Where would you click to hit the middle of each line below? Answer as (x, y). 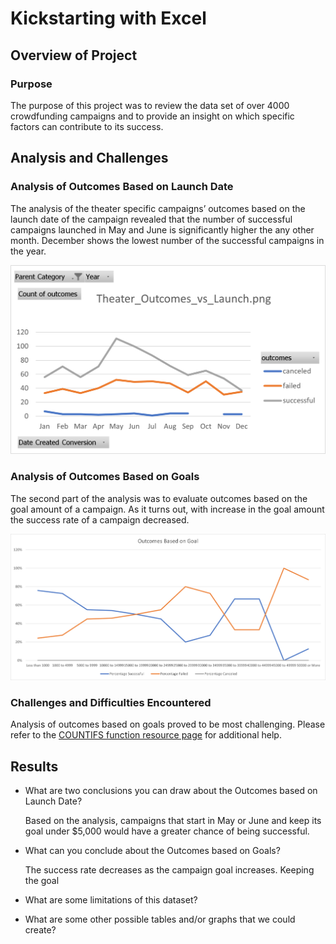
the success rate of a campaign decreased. (100, 519)
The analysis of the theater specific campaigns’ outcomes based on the (158, 208)
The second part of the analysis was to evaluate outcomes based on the (159, 498)
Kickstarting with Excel (108, 18)
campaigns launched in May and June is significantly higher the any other (162, 229)
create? (40, 930)
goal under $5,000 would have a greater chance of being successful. (167, 831)
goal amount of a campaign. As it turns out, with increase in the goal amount (167, 509)
